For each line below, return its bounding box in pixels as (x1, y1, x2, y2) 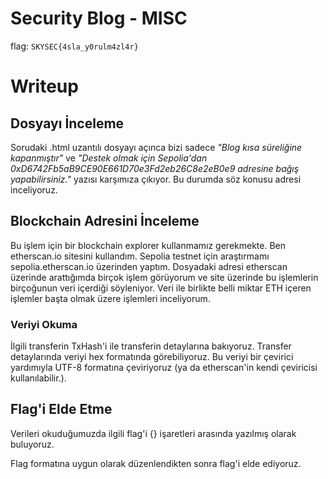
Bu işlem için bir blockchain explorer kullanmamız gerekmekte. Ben (10, 239, 287, 251)
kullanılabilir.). (10, 372, 67, 384)
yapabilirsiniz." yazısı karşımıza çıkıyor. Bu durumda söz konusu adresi (10, 173, 302, 185)
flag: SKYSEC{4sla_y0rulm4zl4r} (10, 40, 139, 52)
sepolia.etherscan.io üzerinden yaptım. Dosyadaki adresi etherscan (10, 260, 288, 272)
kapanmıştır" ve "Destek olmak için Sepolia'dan (10, 152, 208, 164)
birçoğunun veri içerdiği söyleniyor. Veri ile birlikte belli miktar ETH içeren (10, 282, 312, 294)
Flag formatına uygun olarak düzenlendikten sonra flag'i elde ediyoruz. (10, 457, 302, 469)
